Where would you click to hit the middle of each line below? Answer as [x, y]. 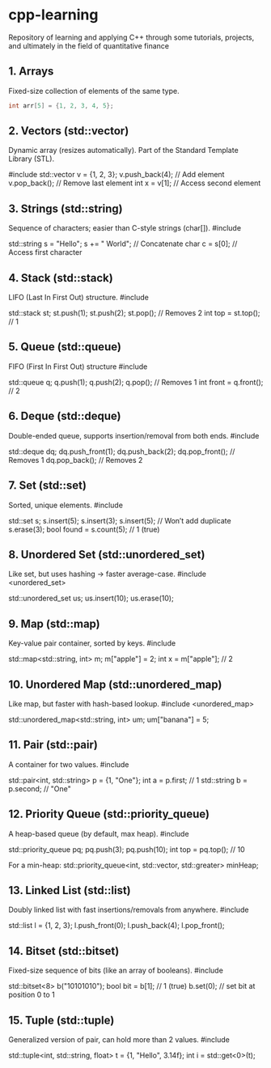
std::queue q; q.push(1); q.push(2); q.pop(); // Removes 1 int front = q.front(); [136, 382]
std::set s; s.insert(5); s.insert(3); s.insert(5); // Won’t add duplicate [120, 520]
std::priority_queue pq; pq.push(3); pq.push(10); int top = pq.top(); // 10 [127, 849]
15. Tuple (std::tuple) [61, 1020]
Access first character [45, 252]
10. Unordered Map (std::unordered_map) [115, 684]
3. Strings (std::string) [66, 208]
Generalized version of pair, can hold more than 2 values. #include [119, 1040]
